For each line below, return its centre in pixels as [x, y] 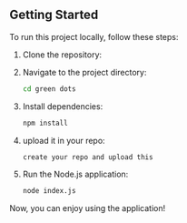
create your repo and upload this [88, 157]
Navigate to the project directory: [84, 72]
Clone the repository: [62, 55]
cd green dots [49, 89]
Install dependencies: [63, 106]
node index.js [49, 191]
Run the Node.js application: [75, 174]
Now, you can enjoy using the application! [88, 208]
